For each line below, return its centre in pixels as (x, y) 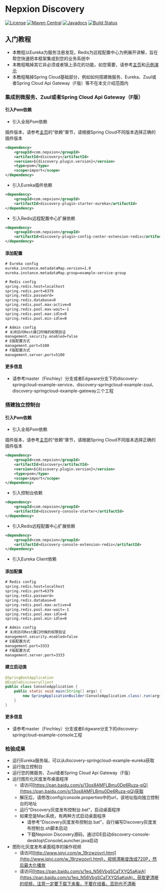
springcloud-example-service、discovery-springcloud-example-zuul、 (84, 385)
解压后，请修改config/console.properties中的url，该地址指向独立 (85, 797)
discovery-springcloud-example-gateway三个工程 (63, 391)
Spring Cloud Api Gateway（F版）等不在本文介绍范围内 (72, 83)
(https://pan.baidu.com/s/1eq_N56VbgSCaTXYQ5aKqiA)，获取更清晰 (89, 878)
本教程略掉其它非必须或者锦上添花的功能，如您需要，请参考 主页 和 (79, 65)
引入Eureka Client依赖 (34, 559)
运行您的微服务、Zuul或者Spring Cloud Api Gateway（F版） (72, 773)
